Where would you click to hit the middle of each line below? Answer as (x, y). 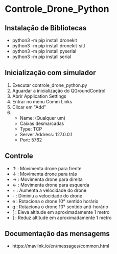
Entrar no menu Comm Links (42, 101)
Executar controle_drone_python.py (50, 85)
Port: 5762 (31, 140)
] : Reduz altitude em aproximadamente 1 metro (62, 217)
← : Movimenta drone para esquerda (51, 185)
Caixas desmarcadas (42, 123)
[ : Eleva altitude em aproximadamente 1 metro (61, 212)
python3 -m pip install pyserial (44, 51)
